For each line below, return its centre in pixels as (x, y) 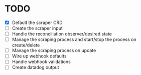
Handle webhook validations (41, 62)
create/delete (26, 45)
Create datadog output (35, 67)
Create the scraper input (37, 28)
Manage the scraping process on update (54, 50)
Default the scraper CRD (37, 22)
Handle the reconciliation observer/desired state (62, 34)
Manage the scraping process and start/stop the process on (74, 39)
